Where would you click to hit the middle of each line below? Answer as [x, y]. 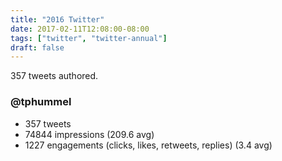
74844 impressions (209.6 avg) [89, 134]
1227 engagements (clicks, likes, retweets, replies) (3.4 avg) [148, 145]
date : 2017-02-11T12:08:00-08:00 [80, 29]
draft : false [37, 47]
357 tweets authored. [54, 76]
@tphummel [41, 102]
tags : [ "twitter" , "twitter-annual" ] [89, 38]
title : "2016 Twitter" [57, 19]
